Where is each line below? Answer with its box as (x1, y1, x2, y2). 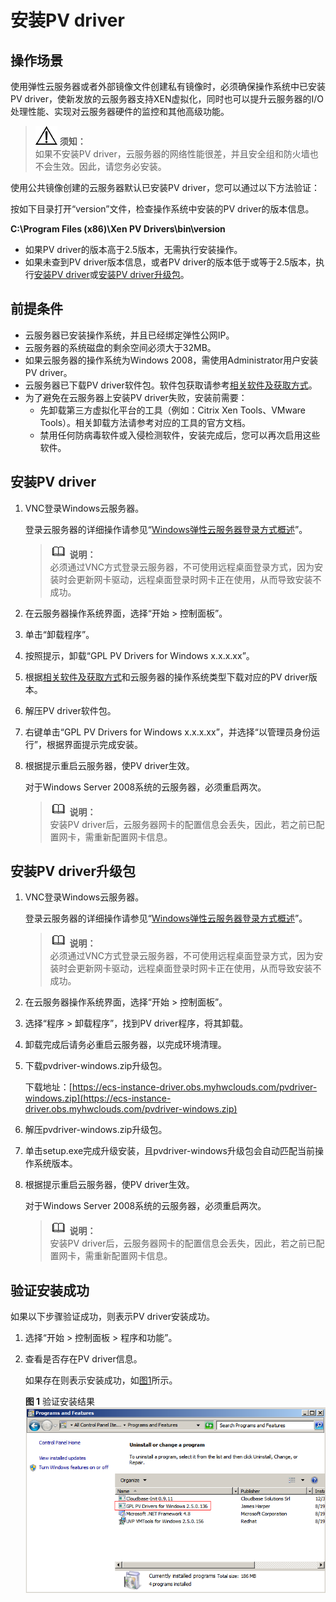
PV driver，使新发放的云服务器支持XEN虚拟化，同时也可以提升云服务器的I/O (10, 93, 324, 105)
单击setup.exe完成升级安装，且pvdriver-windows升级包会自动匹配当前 (24, 1145, 316, 1157)
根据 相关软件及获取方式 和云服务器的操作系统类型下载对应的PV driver (24, 671, 309, 683)
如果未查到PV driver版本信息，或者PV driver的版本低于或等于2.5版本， (24, 256, 317, 268)
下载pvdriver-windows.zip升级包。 (24, 1060, 168, 1072)
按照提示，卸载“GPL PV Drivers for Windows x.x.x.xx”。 (24, 649, 255, 661)
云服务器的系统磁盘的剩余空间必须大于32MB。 (24, 341, 217, 353)
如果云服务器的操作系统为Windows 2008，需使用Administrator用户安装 (24, 354, 319, 366)
